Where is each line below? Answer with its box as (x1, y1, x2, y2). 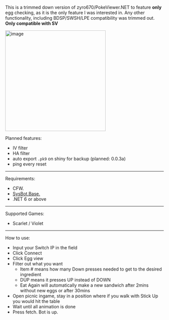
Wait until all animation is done (12, 304, 76, 309)
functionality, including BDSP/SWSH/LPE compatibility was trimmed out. (5, 15, 155, 21)
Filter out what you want (12, 261, 63, 266)
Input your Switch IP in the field (12, 245, 78, 250)
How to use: (5, 235, 30, 241)
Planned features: (5, 135, 42, 141)
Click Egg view (12, 255, 44, 261)
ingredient (20, 272, 42, 277)
